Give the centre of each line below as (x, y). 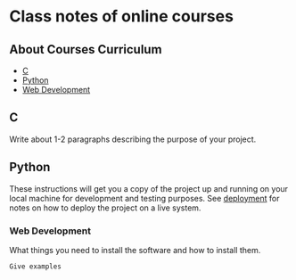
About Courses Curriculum (86, 49)
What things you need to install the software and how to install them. (135, 250)
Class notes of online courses (122, 16)
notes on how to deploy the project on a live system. (105, 208)
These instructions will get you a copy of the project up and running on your (148, 188)
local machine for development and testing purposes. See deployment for (144, 198)
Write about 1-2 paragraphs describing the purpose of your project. (133, 139)
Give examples (36, 266)
